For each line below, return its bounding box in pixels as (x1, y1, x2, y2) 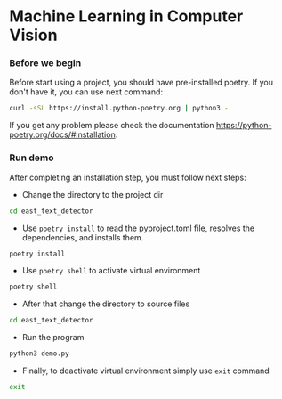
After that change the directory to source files (21, 298, 190, 309)
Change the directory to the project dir (21, 189, 164, 199)
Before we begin (9, 57, 82, 69)
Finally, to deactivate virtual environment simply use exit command (21, 365, 270, 376)
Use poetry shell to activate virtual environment (21, 265, 201, 276)
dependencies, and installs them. (21, 232, 144, 242)
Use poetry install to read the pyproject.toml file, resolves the (21, 223, 255, 233)
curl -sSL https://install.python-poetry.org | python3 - (9, 104, 229, 113)
